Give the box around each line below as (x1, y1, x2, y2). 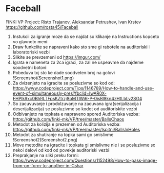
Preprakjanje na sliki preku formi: (12, 152, 79, 158)
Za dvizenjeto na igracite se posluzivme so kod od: (12, 80, 115, 86)
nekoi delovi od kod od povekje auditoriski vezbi (12, 147, 109, 153)
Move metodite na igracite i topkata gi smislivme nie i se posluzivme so (12, 142, 156, 148)
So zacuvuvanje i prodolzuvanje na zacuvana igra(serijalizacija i (12, 101, 141, 106)
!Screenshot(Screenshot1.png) (12, 75, 74, 81)
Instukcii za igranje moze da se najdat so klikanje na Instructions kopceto (12, 34, 160, 39)
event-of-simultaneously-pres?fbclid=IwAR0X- (12, 90, 107, 96)
